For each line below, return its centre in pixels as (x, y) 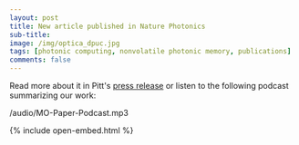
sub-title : (30, 34)
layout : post (34, 18)
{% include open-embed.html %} (72, 130)
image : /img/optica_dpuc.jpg (65, 43)
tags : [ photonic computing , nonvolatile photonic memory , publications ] (150, 52)
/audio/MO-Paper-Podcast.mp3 (69, 113)
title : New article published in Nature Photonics (108, 26)
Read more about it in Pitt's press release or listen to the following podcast (149, 86)
